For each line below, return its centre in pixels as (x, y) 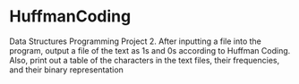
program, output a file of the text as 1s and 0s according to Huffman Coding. (150, 50)
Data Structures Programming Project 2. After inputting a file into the (136, 41)
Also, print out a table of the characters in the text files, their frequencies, (145, 60)
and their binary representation (66, 70)
